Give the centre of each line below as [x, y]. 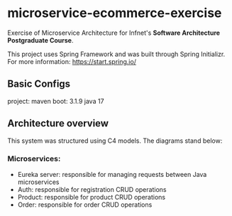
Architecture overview [58, 123]
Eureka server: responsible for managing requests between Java [112, 174]
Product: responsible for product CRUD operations [91, 197]
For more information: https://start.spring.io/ [72, 61]
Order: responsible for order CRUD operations [85, 205]
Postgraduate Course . [40, 40]
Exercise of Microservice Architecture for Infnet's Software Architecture [114, 33]
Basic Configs [39, 84]
